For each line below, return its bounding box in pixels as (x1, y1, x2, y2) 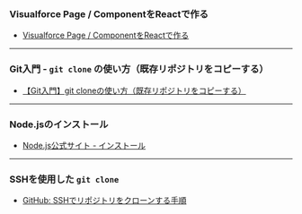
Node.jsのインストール (9, 118, 109, 131)
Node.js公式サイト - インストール (22, 140, 147, 150)
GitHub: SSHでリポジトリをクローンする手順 (22, 195, 187, 206)
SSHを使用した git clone (9, 173, 120, 185)
